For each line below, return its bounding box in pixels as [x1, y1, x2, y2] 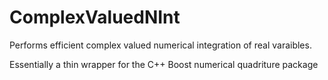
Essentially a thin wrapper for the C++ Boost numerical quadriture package [9, 58, 319, 70]
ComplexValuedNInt [9, 6, 181, 29]
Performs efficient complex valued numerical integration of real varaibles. [9, 39, 312, 51]
